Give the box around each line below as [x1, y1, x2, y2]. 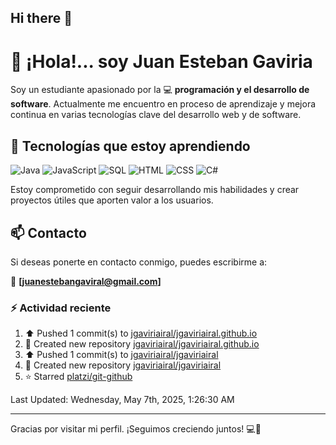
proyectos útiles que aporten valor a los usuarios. [10, 194, 214, 206]
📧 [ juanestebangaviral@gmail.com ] [10, 275, 162, 287]
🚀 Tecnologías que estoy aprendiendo [10, 137, 251, 155]
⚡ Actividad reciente [10, 301, 112, 315]
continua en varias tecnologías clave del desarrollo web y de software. [10, 109, 302, 121]
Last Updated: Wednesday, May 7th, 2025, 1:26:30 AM [10, 394, 235, 406]
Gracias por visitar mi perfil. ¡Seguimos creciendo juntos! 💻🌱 [10, 423, 262, 435]
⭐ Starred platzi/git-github [24, 371, 133, 383]
